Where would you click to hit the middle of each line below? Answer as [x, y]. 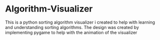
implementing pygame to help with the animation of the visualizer [71, 32]
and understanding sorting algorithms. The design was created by [72, 27]
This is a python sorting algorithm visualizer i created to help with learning [80, 22]
